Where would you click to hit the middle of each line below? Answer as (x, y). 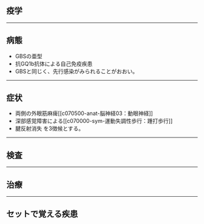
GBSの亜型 (29, 56)
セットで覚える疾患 (42, 214)
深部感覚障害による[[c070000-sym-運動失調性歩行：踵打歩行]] (94, 121)
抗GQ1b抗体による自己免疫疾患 (54, 64)
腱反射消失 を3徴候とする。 (49, 128)
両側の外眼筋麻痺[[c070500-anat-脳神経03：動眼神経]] (84, 113)
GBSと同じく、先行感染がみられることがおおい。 (76, 71)
